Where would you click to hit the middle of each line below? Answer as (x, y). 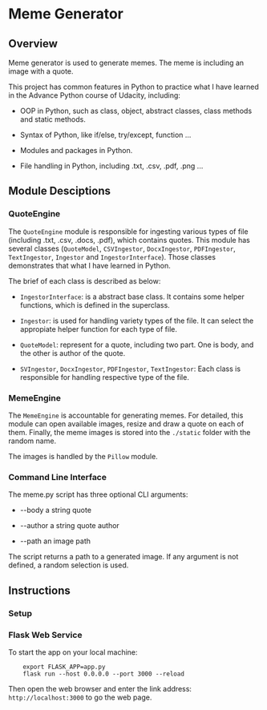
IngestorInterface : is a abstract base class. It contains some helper (132, 297)
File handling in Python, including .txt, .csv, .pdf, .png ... (111, 166)
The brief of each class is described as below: (85, 280)
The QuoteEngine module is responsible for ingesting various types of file (128, 231)
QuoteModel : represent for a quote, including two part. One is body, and (137, 345)
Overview (33, 44)
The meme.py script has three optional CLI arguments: (98, 494)
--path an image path (55, 541)
